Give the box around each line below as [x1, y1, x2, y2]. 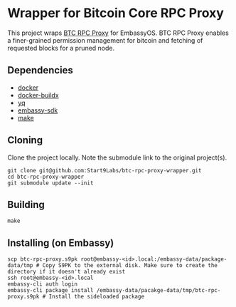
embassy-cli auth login [7, 281, 78, 288]
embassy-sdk [17, 105, 58, 115]
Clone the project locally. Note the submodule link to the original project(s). [7, 153, 227, 162]
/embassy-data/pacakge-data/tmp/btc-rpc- [96, 287, 221, 294]
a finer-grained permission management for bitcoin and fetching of [7, 36, 203, 44]
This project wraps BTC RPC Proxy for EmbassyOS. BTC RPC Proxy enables [7, 28, 229, 37]
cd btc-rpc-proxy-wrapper [7, 173, 84, 180]
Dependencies [7, 64, 73, 76]
